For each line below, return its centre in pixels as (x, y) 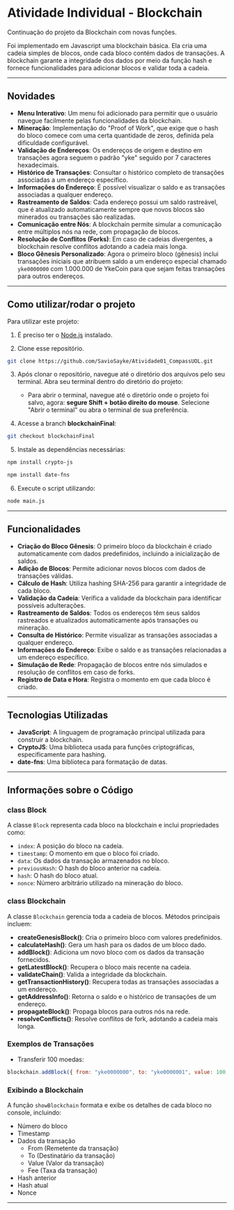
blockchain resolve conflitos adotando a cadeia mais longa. (102, 246)
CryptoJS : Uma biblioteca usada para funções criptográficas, (106, 746)
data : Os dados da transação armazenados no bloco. (93, 861)
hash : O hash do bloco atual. (58, 875)
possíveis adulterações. (51, 605)
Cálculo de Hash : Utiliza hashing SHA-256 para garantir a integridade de (122, 583)
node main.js (26, 501)
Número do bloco (42, 1126)
